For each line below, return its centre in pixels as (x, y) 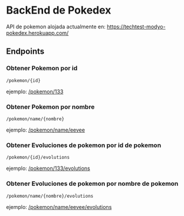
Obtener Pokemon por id (42, 68)
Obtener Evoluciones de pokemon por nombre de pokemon (92, 184)
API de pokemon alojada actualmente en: (56, 27)
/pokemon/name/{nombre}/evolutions (50, 196)
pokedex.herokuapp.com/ (37, 32)
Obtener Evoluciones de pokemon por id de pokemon (84, 145)
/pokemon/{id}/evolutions (38, 158)
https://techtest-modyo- (137, 27)
